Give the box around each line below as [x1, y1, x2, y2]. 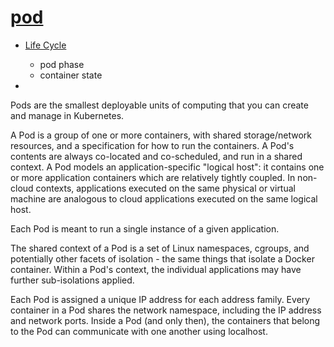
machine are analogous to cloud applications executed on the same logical [10, 192, 318, 205]
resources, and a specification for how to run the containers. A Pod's [10, 139, 295, 151]
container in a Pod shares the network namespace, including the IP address [10, 304, 322, 316]
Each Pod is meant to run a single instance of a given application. [10, 222, 280, 235]
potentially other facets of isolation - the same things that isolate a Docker [10, 252, 315, 265]
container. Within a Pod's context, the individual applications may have [10, 263, 302, 275]
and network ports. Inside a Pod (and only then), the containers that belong [10, 314, 321, 326]
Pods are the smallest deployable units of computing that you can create [10, 99, 309, 111]
